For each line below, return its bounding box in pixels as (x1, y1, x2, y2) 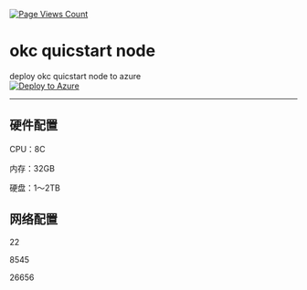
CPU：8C (9, 143, 46, 154)
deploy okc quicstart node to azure (9, 70, 142, 81)
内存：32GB (9, 162, 55, 173)
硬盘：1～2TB (9, 182, 61, 193)
